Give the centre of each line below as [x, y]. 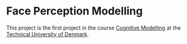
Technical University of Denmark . [48, 34]
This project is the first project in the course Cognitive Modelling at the [94, 28]
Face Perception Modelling [75, 11]
